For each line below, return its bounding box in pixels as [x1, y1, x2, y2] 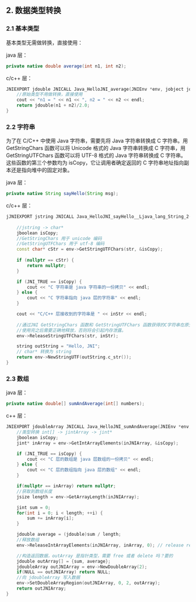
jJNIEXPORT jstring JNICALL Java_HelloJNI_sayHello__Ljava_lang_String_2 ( [6, 214, 192, 220]
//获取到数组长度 [16, 488, 52, 494]
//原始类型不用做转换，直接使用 [16, 91, 83, 98]
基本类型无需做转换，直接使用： [6, 39, 83, 46]
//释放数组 [16, 537, 40, 543]
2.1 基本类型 [6, 25, 40, 33]
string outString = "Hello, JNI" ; [16, 343, 100, 350]
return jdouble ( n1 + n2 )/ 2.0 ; [16, 102, 90, 108]
